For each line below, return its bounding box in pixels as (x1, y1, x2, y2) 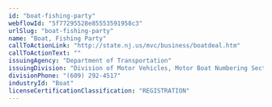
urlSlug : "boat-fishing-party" (8, 27, 114, 35)
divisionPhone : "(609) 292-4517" (8, 72, 121, 80)
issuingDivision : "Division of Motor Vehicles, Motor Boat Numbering (8, 64, 249, 72)
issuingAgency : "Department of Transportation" (8, 57, 172, 65)
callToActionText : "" (8, 49, 82, 57)
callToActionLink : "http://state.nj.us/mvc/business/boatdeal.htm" (8, 42, 241, 50)
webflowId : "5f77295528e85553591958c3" (8, 19, 143, 27)
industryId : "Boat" (8, 79, 74, 87)
